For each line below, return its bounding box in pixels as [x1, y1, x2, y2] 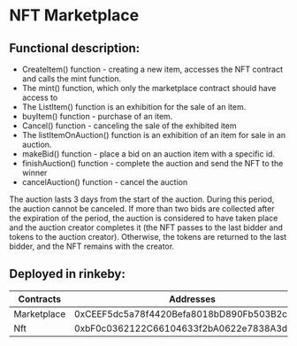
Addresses [169, 293, 217, 305]
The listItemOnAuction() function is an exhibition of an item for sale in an [21, 130, 286, 140]
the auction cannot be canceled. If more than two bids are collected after [9, 204, 275, 213]
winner [21, 167, 48, 178]
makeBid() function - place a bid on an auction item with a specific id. [21, 149, 276, 159]
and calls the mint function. [21, 73, 122, 84]
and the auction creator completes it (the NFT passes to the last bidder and [9, 222, 283, 233]
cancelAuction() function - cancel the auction [21, 177, 188, 187]
